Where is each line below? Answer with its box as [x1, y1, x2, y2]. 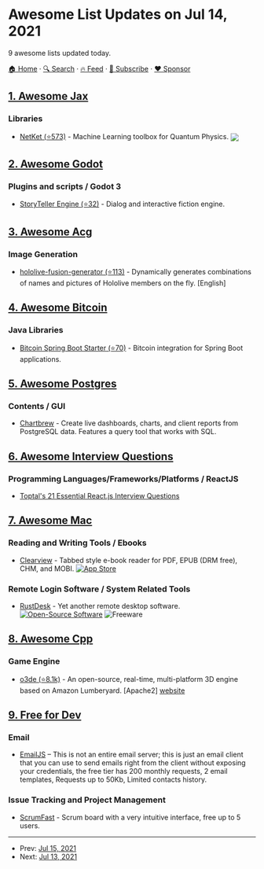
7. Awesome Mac [8, 514, 93, 528]
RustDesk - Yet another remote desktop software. [19, 602, 181, 611]
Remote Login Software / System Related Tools [8, 584, 191, 595]
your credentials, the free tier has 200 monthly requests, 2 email [19, 767, 228, 776]
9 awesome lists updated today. [8, 48, 112, 57]
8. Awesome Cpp [8, 632, 93, 646]
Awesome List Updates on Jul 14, [8, 6, 228, 24]
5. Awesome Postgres [8, 377, 117, 391]
